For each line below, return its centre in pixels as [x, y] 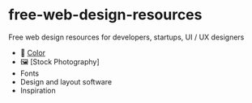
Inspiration [38, 90]
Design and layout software [66, 81]
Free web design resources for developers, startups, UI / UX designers [126, 37]
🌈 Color [33, 52]
